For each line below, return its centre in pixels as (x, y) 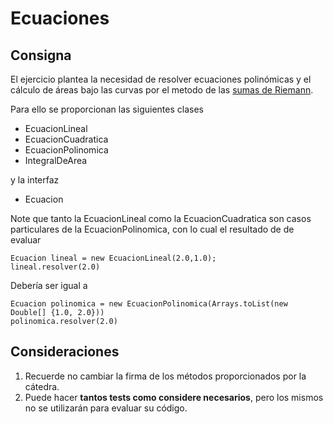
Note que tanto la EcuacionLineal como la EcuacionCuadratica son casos (161, 218)
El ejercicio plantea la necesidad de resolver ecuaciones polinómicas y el (161, 79)
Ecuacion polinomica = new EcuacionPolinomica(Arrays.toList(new (149, 304)
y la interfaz (35, 180)
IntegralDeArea (56, 160)
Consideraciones (65, 352)
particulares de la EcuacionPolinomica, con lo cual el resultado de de (152, 229)
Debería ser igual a (49, 285)
